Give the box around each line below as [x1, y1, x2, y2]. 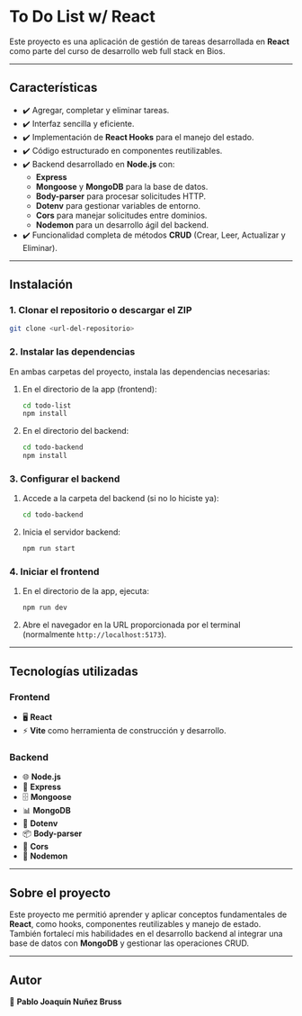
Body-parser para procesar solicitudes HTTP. [35, 191, 207, 202]
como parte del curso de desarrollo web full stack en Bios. [9, 45, 226, 56]
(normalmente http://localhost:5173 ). [22, 629, 167, 640]
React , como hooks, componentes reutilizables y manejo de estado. [9, 919, 262, 930]
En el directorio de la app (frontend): [22, 383, 157, 394]
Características [9, 80, 98, 95]
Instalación [9, 277, 74, 292]
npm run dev [22, 603, 67, 613]
